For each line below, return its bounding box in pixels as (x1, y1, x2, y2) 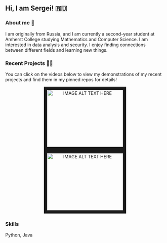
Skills (5, 220, 19, 227)
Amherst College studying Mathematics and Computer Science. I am (5, 36, 148, 42)
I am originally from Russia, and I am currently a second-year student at (5, 30, 155, 37)
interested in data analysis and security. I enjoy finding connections (5, 42, 146, 48)
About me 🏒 (5, 19, 34, 26)
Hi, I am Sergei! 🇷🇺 (5, 4, 67, 13)
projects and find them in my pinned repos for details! (5, 76, 117, 83)
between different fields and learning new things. (5, 47, 108, 53)
